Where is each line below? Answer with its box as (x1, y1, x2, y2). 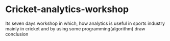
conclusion (5, 31, 29, 37)
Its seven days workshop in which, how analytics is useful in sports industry (5, 20, 165, 26)
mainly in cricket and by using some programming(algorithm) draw (5, 25, 145, 31)
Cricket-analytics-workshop (5, 4, 129, 15)
